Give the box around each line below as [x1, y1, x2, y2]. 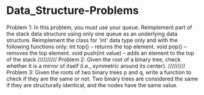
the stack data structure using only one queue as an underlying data [6, 30, 178, 37]
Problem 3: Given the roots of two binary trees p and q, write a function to [6, 68, 192, 76]
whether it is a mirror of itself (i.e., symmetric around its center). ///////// [6, 62, 186, 70]
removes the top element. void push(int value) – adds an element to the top [6, 49, 195, 56]
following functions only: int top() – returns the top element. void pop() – [6, 43, 187, 50]
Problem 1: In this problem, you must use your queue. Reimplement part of [6, 24, 192, 31]
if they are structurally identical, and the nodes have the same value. [6, 81, 178, 88]
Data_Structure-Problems [6, 4, 139, 18]
